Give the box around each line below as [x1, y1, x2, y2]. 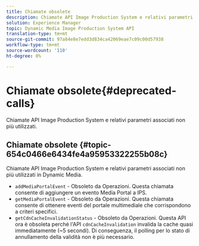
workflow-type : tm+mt [6, 42, 60, 48]
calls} [6, 96, 35, 110]
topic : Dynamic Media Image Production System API [6, 25, 135, 32]
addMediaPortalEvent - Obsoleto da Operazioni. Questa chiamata [14, 183, 174, 190]
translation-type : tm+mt [6, 31, 68, 37]
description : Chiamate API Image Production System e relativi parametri [6, 14, 194, 20]
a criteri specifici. [14, 208, 58, 215]
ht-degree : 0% [6, 53, 42, 59]
